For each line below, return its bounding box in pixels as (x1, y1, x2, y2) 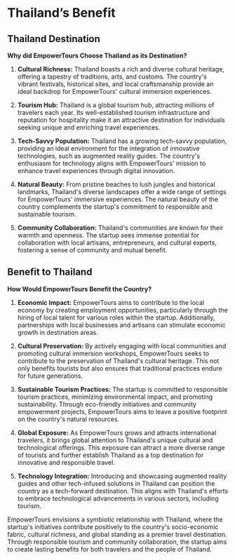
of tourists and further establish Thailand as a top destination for (17, 451, 204, 459)
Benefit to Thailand (7, 266, 93, 278)
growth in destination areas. (17, 328, 98, 336)
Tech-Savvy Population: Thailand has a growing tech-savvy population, (17, 137, 227, 145)
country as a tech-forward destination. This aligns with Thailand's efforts (17, 486, 229, 495)
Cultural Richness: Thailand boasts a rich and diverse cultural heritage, (17, 65, 225, 73)
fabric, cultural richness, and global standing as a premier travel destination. (7, 530, 227, 538)
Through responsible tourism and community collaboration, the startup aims (7, 538, 227, 546)
